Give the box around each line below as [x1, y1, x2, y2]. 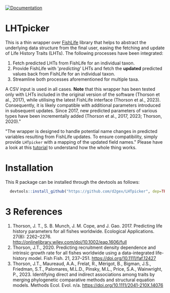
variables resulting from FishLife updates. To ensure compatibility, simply [5, 134, 158, 140]
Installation [5, 162, 54, 174]
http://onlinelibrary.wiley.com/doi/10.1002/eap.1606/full [12, 239, 127, 245]
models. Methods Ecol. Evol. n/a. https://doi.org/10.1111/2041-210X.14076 [12, 282, 163, 288]
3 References [5, 206, 63, 217]
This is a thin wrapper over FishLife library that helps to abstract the [5, 39, 147, 45]
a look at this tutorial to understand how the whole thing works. [5, 144, 137, 150]
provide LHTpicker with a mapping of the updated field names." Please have [5, 139, 163, 145]
